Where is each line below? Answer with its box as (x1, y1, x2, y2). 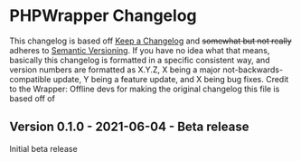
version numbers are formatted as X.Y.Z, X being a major (9, 64, 221, 75)
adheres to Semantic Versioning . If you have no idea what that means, (9, 44, 270, 55)
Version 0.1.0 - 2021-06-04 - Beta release (9, 119, 249, 135)
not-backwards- (222, 64, 283, 75)
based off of (9, 92, 56, 104)
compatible (9, 73, 52, 84)
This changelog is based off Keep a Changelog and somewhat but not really (9, 35, 292, 46)
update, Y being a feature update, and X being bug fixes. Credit (52, 73, 289, 84)
